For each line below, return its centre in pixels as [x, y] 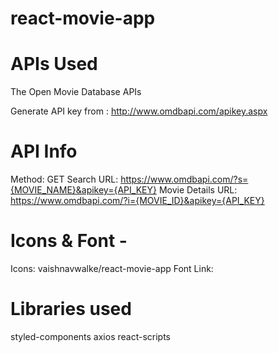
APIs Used [54, 64]
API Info [44, 151]
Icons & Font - [69, 241]
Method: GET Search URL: [64, 179]
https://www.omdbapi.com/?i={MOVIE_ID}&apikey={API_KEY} [137, 201]
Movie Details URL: [198, 190]
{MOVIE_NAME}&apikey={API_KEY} [83, 190]
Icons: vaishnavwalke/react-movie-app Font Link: [112, 268]
